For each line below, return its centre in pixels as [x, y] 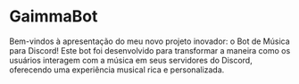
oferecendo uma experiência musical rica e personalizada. [117, 70]
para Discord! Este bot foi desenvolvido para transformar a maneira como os [150, 50]
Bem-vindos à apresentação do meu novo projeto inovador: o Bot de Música [149, 41]
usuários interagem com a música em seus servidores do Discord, [131, 60]
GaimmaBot [54, 17]
